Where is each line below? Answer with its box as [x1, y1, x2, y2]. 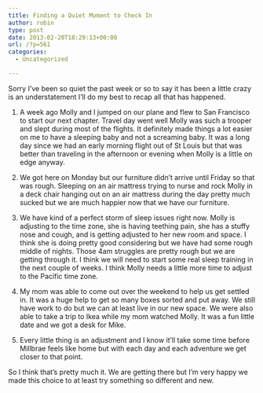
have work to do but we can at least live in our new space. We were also [19, 303, 254, 313]
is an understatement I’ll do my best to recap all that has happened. [8, 92, 226, 101]
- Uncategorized [15, 56, 68, 64]
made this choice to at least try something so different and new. [8, 375, 214, 385]
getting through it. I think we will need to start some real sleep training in [19, 255, 254, 264]
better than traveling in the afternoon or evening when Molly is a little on [19, 149, 253, 158]
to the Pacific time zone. [19, 271, 98, 281]
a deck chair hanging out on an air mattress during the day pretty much [19, 189, 250, 199]
